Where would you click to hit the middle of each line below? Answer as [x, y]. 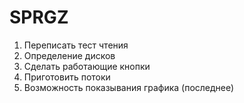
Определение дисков [69, 55]
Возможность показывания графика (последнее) [129, 87]
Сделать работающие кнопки [87, 66]
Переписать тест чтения [76, 45]
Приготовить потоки [67, 77]
